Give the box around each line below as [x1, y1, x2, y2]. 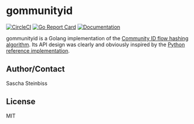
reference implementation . [6, 47, 70, 54]
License [6, 97, 36, 106]
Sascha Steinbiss [6, 80, 48, 87]
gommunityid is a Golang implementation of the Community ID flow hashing [6, 35, 189, 42]
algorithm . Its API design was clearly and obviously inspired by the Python [6, 41, 185, 48]
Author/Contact [6, 64, 66, 74]
